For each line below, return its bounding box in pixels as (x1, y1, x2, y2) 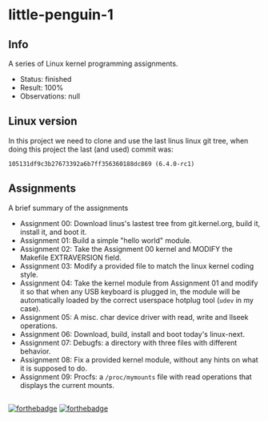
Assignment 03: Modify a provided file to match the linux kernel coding (19, 261, 254, 270)
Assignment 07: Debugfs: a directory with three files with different (19, 338, 238, 347)
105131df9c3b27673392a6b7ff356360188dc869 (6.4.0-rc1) (8, 160, 195, 168)
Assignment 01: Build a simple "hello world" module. (19, 235, 192, 245)
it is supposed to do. (19, 363, 88, 373)
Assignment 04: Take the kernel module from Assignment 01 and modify (19, 278, 258, 288)
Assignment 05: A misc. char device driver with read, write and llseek (19, 312, 249, 322)
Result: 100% (19, 83, 64, 92)
